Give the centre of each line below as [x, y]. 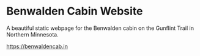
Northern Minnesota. [33, 34]
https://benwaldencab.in [37, 46]
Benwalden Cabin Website [75, 11]
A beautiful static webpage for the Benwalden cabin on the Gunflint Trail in [100, 28]
